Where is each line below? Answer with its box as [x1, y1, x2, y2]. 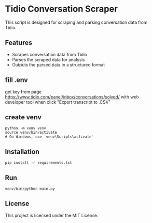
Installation [5, 147, 40, 156]
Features [5, 39, 32, 47]
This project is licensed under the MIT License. [5, 212, 98, 218]
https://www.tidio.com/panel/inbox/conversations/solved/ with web [5, 94, 139, 100]
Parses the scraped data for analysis [12, 57, 85, 63]
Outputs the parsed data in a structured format [12, 62, 105, 67]
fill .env [5, 76, 28, 84]
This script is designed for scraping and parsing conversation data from [5, 19, 148, 25]
